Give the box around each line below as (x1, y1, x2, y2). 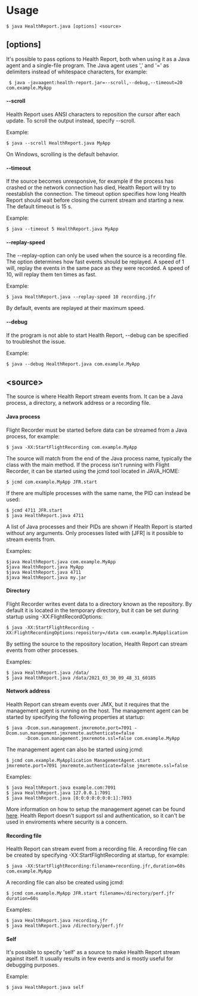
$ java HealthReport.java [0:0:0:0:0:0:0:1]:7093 (6, 795, 132, 801)
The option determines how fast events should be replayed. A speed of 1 (6, 258, 185, 266)
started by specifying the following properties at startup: (6, 713, 145, 720)
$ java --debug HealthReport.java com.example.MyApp (6, 361, 140, 367)
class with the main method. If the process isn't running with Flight (6, 461, 170, 468)
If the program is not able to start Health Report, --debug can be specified (6, 331, 188, 339)
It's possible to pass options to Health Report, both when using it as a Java (6, 55, 190, 63)
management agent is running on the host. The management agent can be (6, 707, 189, 714)
